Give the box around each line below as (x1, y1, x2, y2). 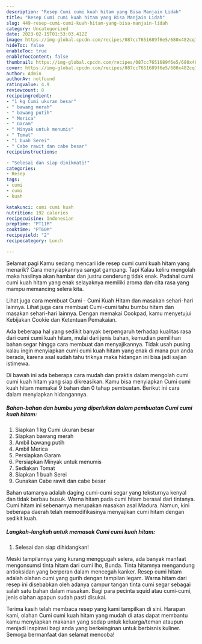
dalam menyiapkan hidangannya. (6, 390, 88, 398)
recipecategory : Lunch (6, 238, 63, 244)
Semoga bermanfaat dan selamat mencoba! (6, 631, 115, 638)
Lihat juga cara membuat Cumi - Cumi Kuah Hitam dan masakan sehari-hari (6, 296, 194, 304)
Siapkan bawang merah (14, 432, 74, 440)
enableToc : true (6, 48, 47, 54)
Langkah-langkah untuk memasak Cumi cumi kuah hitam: (6, 528, 155, 536)
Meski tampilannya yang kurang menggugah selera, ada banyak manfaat (6, 555, 186, 562)
